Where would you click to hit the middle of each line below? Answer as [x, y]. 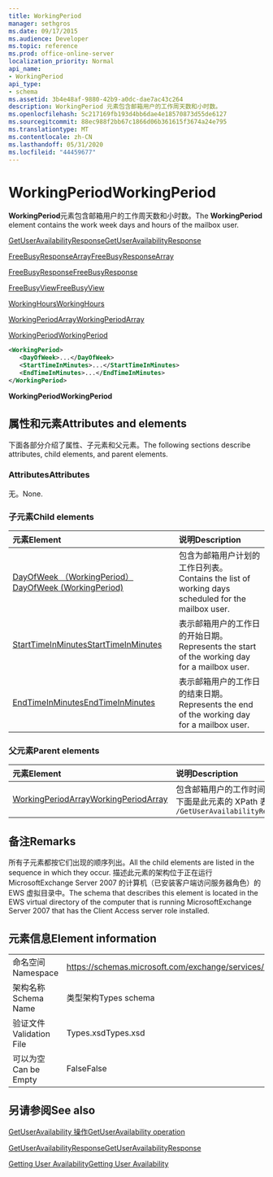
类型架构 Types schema [110, 998]
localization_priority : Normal [61, 62]
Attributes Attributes [49, 475]
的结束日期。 [203, 694]
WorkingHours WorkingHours [56, 304]
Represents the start [217, 647]
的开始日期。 [203, 636]
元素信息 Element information [82, 938]
